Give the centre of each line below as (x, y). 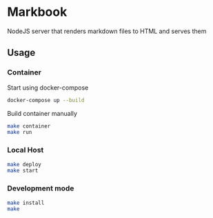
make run (20, 132)
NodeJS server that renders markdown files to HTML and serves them (107, 31)
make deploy (24, 164)
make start (23, 171)
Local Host (26, 150)
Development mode (41, 188)
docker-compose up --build (46, 100)
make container (29, 126)
